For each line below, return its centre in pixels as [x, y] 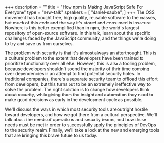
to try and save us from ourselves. [40, 43]
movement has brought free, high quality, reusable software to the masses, [81, 17]
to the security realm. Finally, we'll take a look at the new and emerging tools [82, 130]
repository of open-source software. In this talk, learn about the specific [78, 33]
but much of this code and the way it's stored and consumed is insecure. [79, 23]
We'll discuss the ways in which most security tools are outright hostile [77, 109]
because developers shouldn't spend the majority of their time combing [77, 69]
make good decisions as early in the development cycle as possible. [74, 100]
